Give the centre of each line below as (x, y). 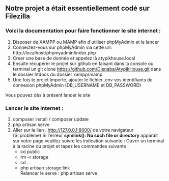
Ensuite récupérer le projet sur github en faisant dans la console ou (83, 64)
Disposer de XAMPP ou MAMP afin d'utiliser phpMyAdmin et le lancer (86, 42)
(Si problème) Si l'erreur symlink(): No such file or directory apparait (85, 135)
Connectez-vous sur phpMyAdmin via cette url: (62, 47)
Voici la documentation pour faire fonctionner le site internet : (83, 31)
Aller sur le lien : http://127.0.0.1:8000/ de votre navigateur (73, 130)
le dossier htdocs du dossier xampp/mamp (58, 74)
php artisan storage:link (45, 168)
